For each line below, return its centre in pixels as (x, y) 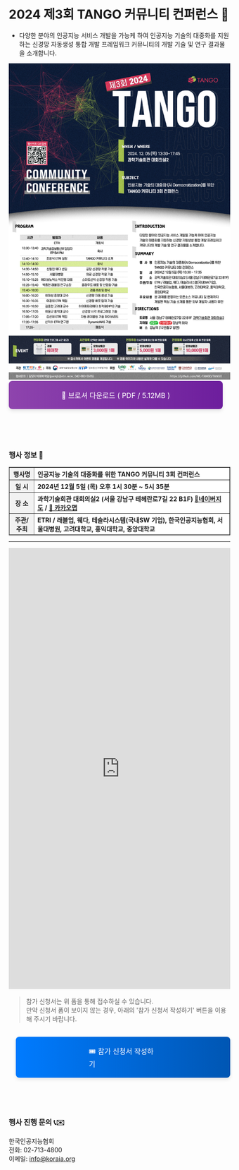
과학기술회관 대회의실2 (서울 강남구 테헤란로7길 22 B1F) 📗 (118, 499)
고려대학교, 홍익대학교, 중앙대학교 (109, 529)
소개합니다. (42, 53)
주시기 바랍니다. (55, 1019)
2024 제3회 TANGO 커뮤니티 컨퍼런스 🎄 (119, 14)
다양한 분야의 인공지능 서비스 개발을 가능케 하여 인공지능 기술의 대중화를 (117, 35)
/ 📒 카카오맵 (61, 507)
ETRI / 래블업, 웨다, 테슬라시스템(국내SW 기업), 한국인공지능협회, (127, 520)
